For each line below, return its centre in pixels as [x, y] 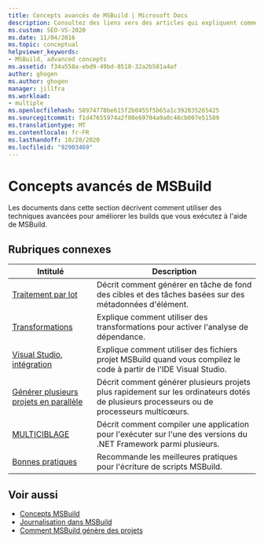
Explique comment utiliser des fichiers [167, 349]
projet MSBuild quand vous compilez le [169, 360]
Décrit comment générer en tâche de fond [174, 285]
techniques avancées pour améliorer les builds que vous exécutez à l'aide [128, 216]
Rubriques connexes [60, 249]
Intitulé [50, 271]
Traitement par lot [45, 294]
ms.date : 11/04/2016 [42, 37]
